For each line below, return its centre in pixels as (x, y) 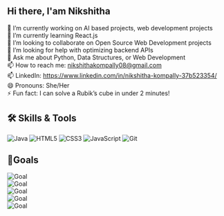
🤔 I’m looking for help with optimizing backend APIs (80, 50)
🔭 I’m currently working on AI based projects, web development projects (110, 28)
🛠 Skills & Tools (42, 118)
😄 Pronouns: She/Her (38, 85)
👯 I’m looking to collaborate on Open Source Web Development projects (110, 42)
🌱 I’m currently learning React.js (53, 35)
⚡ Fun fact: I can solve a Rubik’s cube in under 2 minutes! (88, 93)
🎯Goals (23, 160)
